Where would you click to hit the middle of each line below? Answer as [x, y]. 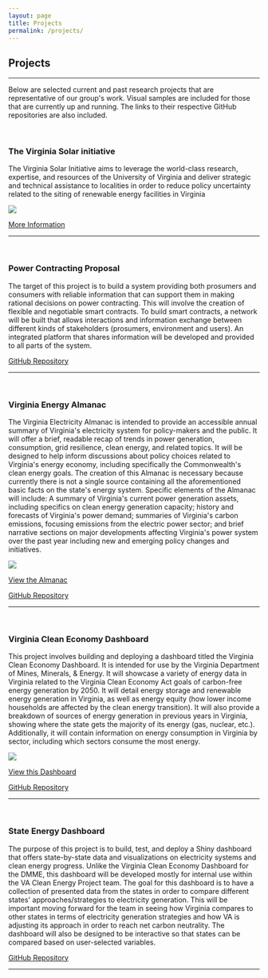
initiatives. [25, 549]
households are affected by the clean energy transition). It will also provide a [134, 708]
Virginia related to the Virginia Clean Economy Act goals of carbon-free [125, 682]
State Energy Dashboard [57, 831]
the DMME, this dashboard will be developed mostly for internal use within [130, 874]
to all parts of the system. [50, 345]
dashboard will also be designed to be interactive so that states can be [124, 933]
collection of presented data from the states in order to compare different [129, 891]
